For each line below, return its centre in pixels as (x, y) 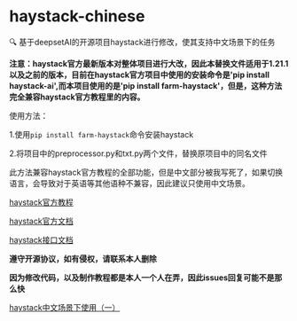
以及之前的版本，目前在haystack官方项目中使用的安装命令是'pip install (140, 74)
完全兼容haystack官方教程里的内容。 (77, 97)
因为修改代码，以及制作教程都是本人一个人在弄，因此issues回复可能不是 (142, 278)
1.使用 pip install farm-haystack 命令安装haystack (102, 134)
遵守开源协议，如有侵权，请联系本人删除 (83, 258)
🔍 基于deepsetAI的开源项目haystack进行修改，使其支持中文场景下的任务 (142, 42)
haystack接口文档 (41, 239)
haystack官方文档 (41, 221)
